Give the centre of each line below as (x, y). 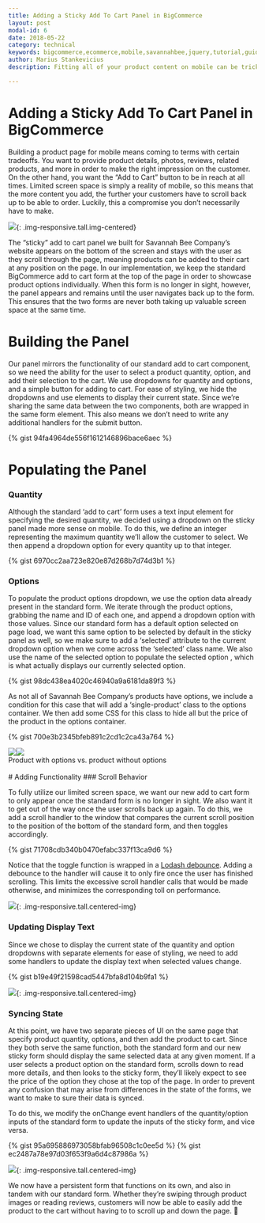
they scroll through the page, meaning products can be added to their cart (129, 259)
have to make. (31, 211)
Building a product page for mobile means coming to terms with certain (124, 152)
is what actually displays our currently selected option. (97, 666)
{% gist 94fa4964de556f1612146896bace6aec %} (90, 438)
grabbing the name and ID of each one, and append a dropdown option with (132, 615)
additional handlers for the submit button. (75, 422)
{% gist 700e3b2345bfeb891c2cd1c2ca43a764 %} (91, 737)
